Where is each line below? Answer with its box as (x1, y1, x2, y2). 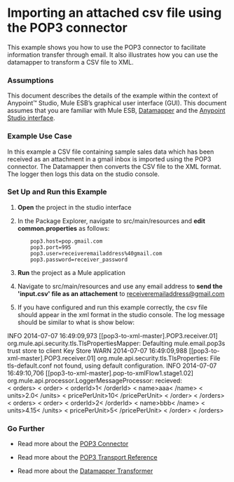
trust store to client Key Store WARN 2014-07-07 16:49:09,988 (7, 346, 188, 355)
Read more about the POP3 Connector (17, 440, 129, 448)
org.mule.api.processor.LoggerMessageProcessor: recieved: (7, 376, 182, 384)
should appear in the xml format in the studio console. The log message (17, 310, 226, 319)
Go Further (7, 423, 46, 433)
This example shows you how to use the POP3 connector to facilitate (7, 43, 207, 51)
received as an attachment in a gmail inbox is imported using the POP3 (7, 154, 212, 163)
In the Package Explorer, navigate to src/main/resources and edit (17, 216, 205, 225)
